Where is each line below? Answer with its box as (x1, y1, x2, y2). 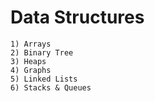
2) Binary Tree (10, 47, 74, 58)
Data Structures (10, 6, 145, 29)
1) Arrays (10, 39, 52, 49)
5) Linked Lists (10, 74, 78, 84)
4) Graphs (10, 65, 52, 75)
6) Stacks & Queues (10, 82, 92, 93)
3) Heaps (10, 56, 47, 66)
